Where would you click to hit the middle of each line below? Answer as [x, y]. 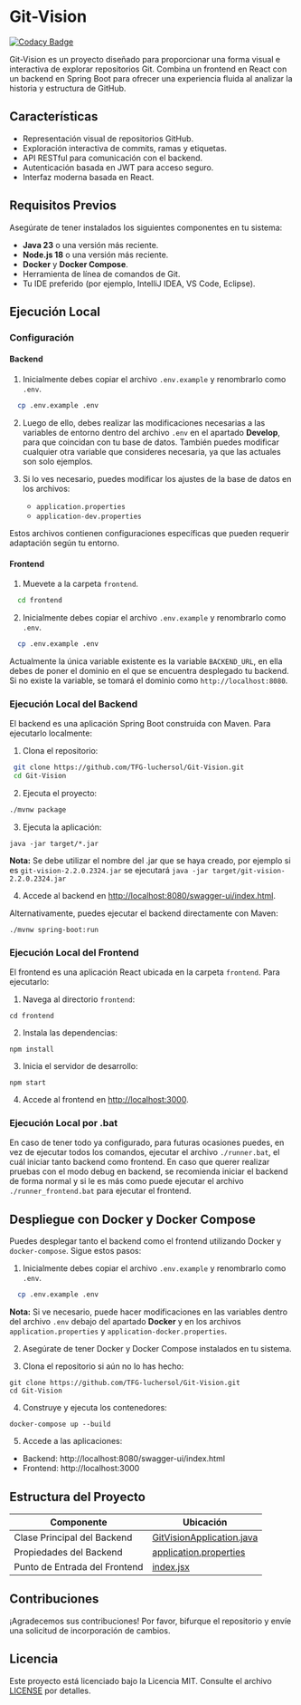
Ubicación [205, 1522]
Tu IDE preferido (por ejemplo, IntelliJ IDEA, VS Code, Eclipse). [139, 284]
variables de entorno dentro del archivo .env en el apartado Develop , [151, 432]
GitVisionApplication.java [205, 1537]
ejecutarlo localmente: [51, 733]
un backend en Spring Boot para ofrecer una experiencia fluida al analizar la [151, 78]
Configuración [42, 337]
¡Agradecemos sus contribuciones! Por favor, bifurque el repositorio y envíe [150, 1621]
